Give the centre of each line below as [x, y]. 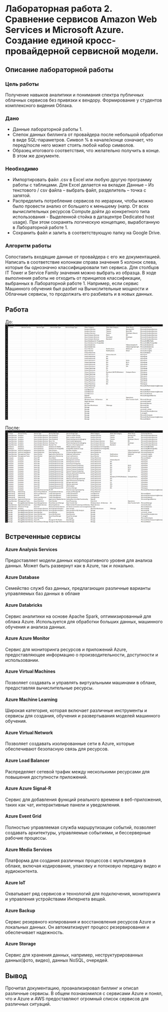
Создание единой [44, 41]
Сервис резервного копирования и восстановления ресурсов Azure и [80, 921]
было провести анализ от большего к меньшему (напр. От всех [80, 206]
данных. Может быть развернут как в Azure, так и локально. [70, 566]
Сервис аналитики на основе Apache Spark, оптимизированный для [78, 616]
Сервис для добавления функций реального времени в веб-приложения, [84, 799]
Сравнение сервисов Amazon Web [81, 19]
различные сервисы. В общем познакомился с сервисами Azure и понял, [84, 993]
